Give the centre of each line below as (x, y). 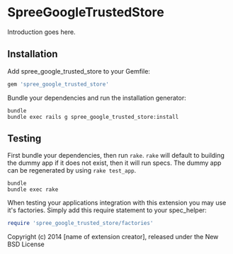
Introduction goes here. (41, 32)
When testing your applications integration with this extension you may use (117, 203)
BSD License (26, 244)
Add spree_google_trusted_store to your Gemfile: (79, 71)
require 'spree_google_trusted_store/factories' (80, 224)
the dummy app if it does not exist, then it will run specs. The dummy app (114, 163)
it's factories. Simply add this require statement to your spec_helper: (107, 210)
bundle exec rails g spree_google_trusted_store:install (93, 117)
